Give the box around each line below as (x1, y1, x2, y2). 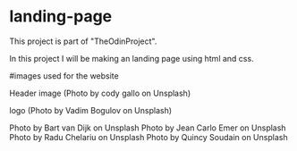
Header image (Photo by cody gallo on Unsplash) (9, 88, 191, 98)
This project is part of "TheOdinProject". (9, 36, 157, 46)
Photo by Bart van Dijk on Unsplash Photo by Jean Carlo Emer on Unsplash (9, 122, 286, 133)
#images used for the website (9, 70, 119, 81)
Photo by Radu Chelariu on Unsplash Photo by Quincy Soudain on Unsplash (9, 131, 288, 142)
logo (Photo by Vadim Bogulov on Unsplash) (9, 105, 173, 115)
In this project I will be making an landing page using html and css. (9, 53, 254, 63)
